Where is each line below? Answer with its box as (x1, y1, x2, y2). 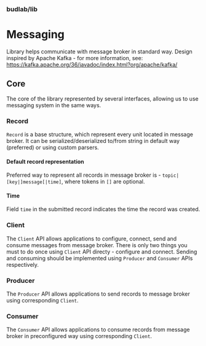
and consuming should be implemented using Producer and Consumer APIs (6, 254, 193, 262)
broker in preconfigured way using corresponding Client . (6, 333, 153, 340)
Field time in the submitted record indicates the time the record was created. (6, 206, 200, 213)
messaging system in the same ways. (6, 101, 101, 109)
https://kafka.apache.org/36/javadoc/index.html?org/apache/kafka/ (6, 61, 178, 68)
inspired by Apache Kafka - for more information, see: (6, 54, 143, 61)
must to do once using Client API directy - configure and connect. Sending (6, 248, 197, 255)
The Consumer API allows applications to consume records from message (6, 326, 190, 333)
